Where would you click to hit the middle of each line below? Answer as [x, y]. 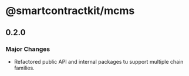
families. [24, 68]
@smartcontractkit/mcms [70, 11]
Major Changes [28, 49]
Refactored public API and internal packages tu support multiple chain [99, 61]
